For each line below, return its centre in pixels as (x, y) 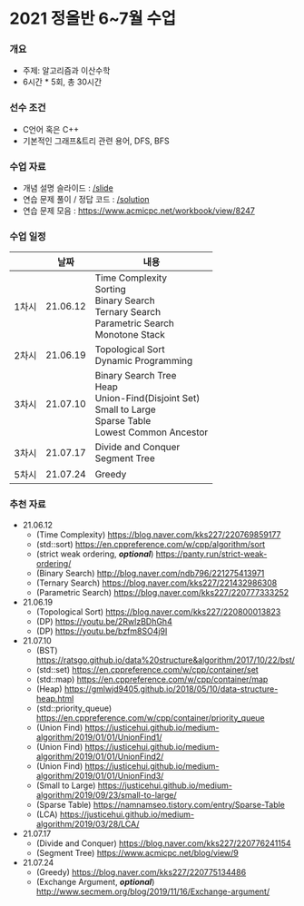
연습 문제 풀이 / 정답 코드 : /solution (86, 200)
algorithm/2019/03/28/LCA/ (88, 823)
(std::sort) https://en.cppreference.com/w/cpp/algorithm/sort (151, 544)
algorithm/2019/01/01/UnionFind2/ (100, 756)
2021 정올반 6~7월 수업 (93, 19)
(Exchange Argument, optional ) (95, 881)
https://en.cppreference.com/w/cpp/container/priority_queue (150, 717)
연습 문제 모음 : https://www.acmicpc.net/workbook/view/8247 (139, 211)
